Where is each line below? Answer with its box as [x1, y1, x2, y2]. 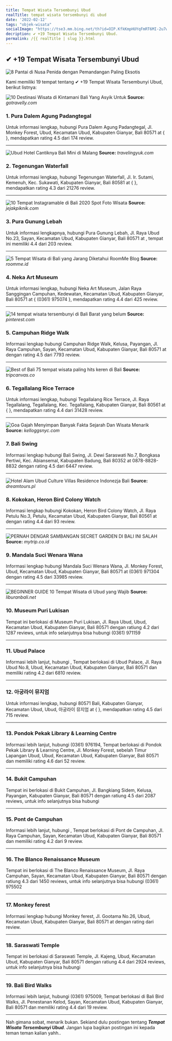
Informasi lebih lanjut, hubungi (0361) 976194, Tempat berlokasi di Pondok [6, 741, 162, 748]
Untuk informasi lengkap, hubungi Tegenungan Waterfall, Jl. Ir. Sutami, [6, 174, 155, 180]
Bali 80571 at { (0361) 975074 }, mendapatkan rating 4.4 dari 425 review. [6, 296, 159, 302]
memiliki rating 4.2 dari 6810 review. [6, 670, 82, 676]
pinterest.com [6, 316, 35, 322]
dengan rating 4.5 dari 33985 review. [6, 574, 84, 580]
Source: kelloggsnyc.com [6, 427, 60, 434]
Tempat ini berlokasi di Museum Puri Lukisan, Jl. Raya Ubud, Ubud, [6, 619, 147, 625]
